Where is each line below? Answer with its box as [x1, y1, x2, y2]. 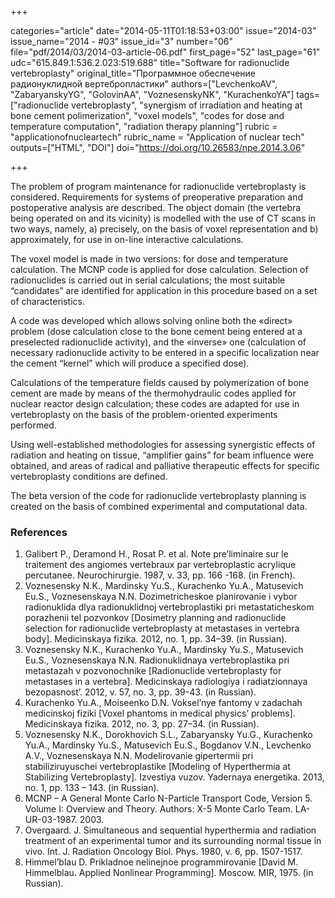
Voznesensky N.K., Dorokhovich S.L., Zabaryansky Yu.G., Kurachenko [24, 729, 313, 741]
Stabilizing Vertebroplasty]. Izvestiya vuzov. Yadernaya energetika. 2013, [24, 771, 325, 783]
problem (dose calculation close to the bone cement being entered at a [10, 326, 303, 337]
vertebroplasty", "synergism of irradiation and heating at [71, 99, 303, 111]
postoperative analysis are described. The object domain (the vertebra [10, 202, 302, 213]
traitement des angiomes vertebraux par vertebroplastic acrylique [24, 559, 297, 571]
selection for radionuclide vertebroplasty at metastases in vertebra [24, 622, 300, 635]
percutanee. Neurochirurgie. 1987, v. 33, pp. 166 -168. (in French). [24, 569, 296, 581]
